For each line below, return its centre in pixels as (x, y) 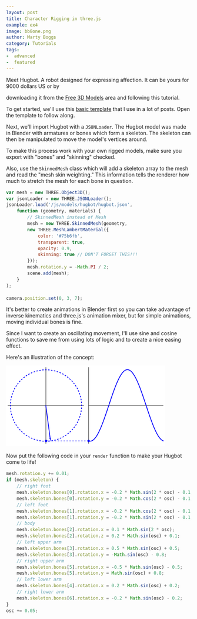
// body (26, 523)
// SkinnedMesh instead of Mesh (67, 217)
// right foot (34, 486)
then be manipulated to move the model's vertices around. (77, 139)
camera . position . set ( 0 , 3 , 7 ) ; (44, 298)
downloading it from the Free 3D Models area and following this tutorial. (93, 97)
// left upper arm (39, 542)
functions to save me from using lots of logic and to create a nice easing (94, 340)
